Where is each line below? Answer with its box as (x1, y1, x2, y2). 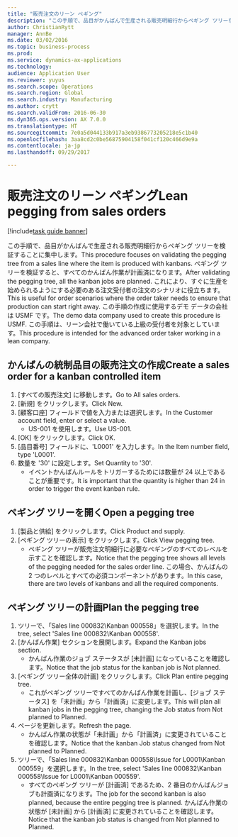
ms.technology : (7, 63, 52, 70)
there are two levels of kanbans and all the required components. (28, 579, 218, 587)
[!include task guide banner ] (7, 226, 89, 235)
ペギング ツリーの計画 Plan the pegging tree (7, 601, 200, 614)
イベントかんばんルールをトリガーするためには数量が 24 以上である (28, 467, 226, 476)
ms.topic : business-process (7, 43, 91, 50)
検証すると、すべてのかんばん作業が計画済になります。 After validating (25, 267, 230, 277)
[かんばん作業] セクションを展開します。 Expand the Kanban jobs (17, 638, 207, 646)
